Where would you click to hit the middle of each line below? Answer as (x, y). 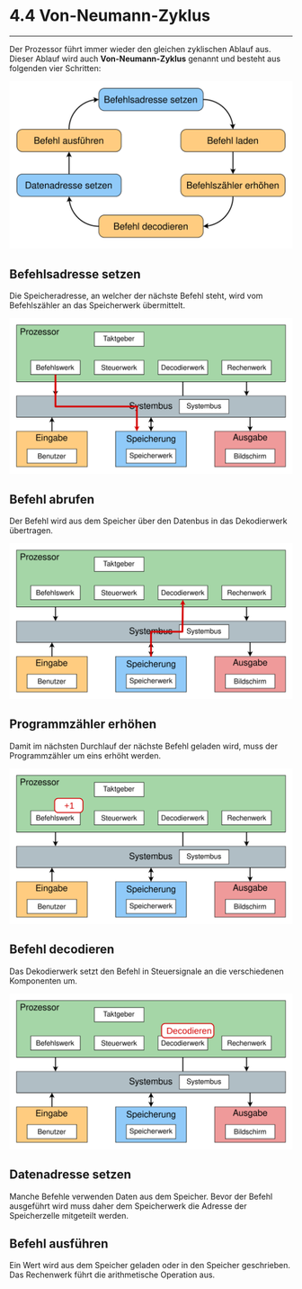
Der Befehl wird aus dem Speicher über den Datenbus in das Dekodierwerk (148, 521)
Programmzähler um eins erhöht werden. (85, 755)
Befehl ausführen (59, 1244)
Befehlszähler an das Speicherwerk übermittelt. (98, 305)
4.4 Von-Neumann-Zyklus (110, 16)
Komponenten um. (44, 980)
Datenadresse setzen (71, 1175)
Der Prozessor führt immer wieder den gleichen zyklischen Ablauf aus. (140, 49)
